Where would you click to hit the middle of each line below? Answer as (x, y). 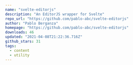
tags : (11, 46)
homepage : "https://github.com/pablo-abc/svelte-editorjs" (67, 28)
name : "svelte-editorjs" (31, 10)
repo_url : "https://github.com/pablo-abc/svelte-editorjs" (67, 19)
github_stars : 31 (23, 42)
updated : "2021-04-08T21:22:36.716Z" (44, 37)
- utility (19, 55)
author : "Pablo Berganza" (32, 23)
